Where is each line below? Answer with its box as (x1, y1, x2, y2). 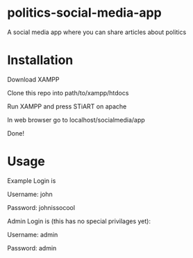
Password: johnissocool (7, 203, 75, 211)
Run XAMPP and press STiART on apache (7, 102, 127, 111)
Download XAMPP (7, 75, 60, 83)
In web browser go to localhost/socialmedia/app (7, 115, 146, 124)
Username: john (7, 190, 53, 198)
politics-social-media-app (7, 5, 162, 21)
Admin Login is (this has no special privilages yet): (7, 217, 151, 225)
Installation (7, 52, 74, 68)
